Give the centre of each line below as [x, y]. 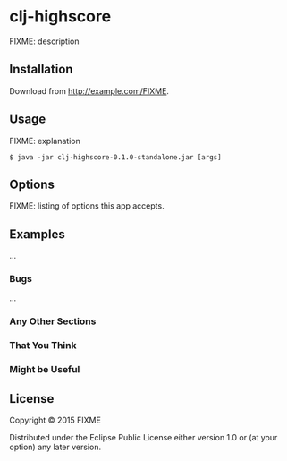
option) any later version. [55, 447]
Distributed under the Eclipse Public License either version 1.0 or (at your [143, 438]
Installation [41, 69]
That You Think [43, 346]
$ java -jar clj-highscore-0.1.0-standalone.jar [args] [115, 157]
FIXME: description [44, 41]
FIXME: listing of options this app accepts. [87, 206]
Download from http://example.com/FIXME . [89, 90]
